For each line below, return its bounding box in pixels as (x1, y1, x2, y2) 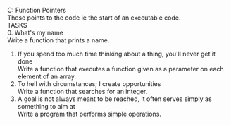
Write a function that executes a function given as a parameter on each (17, 65, 224, 73)
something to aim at (17, 102, 75, 110)
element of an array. (17, 72, 76, 81)
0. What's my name (7, 28, 63, 37)
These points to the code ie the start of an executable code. (7, 13, 181, 22)
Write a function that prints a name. (7, 36, 110, 44)
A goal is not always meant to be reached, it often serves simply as (17, 95, 213, 103)
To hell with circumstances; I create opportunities (17, 80, 161, 88)
